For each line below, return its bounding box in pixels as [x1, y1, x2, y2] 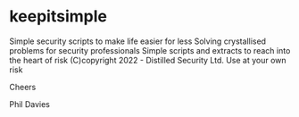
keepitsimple [9, 6, 107, 27]
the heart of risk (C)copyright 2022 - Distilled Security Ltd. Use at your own [9, 54, 287, 65]
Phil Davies [9, 98, 51, 109]
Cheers [9, 81, 37, 92]
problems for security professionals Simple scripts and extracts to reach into [9, 45, 291, 55]
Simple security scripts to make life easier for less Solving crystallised [9, 36, 266, 46]
